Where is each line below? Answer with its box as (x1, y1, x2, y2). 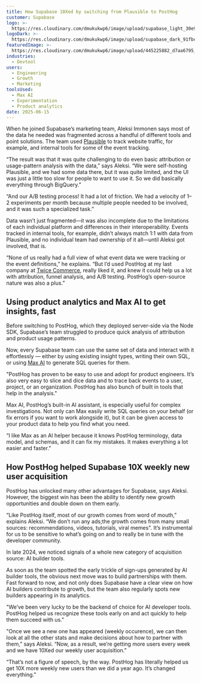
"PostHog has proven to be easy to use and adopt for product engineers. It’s (6, 371, 194, 378)
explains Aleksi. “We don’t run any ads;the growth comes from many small (6, 518, 190, 525)
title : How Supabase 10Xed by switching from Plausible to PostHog (6, 8, 178, 15)
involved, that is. (6, 243, 47, 250)
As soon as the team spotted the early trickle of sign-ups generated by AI (6, 566, 187, 573)
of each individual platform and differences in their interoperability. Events (6, 224, 188, 231)
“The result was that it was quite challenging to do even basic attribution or (6, 156, 191, 163)
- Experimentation (11, 97, 58, 103)
